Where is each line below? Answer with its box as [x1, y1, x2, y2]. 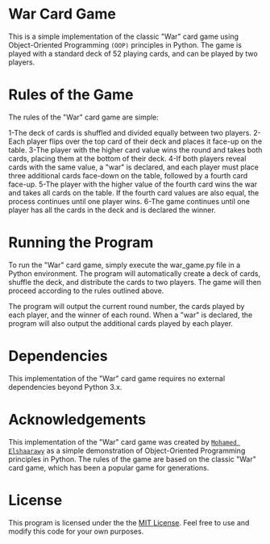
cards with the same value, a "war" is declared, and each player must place [8, 162, 260, 172]
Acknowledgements [8, 410, 147, 429]
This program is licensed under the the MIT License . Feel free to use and [8, 517, 250, 527]
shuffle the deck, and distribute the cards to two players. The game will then [8, 277, 262, 287]
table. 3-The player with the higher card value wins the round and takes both [8, 144, 263, 154]
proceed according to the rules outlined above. [8, 286, 164, 295]
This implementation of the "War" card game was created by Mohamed [8, 437, 237, 446]
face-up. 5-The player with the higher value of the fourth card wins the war [8, 179, 258, 189]
